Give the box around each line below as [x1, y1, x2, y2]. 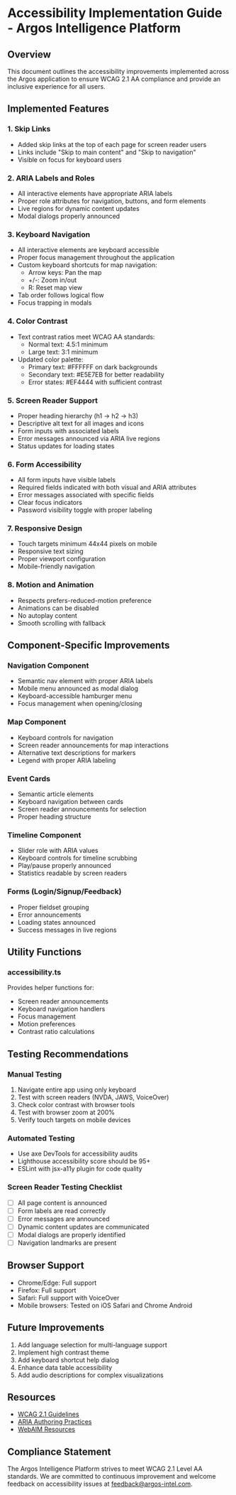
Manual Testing [7, 1069, 62, 1079]
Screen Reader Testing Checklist [7, 1183, 123, 1192]
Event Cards [7, 773, 51, 783]
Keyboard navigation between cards [17, 798, 124, 806]
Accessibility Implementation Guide [7, 5, 223, 21]
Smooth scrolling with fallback [17, 619, 106, 627]
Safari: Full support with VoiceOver [17, 1293, 120, 1302]
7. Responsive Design [7, 523, 83, 533]
